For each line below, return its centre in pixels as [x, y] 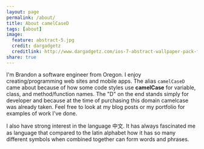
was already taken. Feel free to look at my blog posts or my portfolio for [96, 106]
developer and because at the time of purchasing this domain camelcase [97, 100]
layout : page [23, 12]
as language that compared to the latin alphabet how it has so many [91, 133]
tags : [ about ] [24, 29]
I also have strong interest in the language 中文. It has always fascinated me [101, 126]
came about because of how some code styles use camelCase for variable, [101, 87]
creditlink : [27, 52]
